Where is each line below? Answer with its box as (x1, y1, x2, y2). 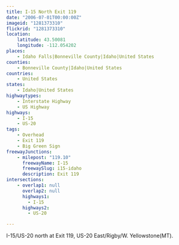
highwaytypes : (6, 93, 42, 99)
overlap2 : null (22, 188, 61, 194)
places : (6, 48, 26, 54)
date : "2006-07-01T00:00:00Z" (6, 14, 82, 20)
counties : (6, 59, 31, 65)
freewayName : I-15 (22, 160, 68, 166)
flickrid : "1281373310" (6, 25, 66, 32)
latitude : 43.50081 (17, 37, 66, 43)
